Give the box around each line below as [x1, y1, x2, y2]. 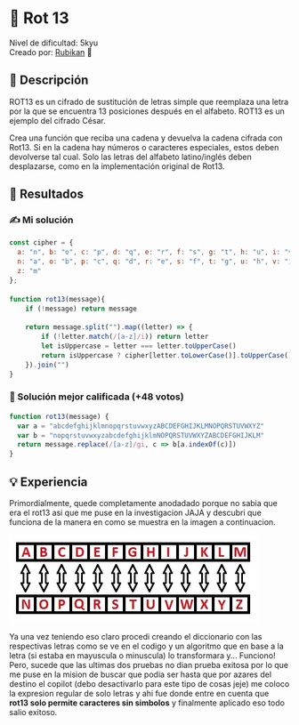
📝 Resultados [9, 187, 85, 202]
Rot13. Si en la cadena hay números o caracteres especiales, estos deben [9, 141, 279, 152]
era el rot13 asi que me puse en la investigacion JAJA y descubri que [9, 507, 263, 519]
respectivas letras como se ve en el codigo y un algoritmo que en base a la [9, 640, 285, 652]
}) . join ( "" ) [25, 360, 69, 369]
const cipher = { [9, 238, 74, 247]
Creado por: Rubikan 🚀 [9, 46, 93, 57]
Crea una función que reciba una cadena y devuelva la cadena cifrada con [9, 133, 283, 143]
